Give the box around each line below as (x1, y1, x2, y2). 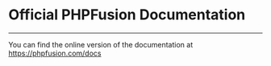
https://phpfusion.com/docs (8, 48, 102, 58)
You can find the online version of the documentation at (8, 39, 194, 49)
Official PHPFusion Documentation (8, 6, 246, 24)
